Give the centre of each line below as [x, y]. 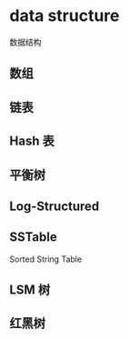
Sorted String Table [46, 259]
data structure [64, 16]
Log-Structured [55, 206]
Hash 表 [32, 141]
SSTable [33, 237]
